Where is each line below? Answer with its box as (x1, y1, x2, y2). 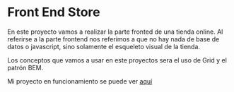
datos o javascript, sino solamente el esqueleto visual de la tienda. (7, 42, 200, 51)
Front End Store (7, 4, 100, 20)
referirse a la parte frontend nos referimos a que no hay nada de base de (7, 34, 220, 43)
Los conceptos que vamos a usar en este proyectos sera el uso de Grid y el (7, 55, 228, 64)
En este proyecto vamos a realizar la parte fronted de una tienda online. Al (7, 27, 223, 36)
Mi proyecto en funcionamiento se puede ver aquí (7, 77, 153, 85)
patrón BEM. (7, 63, 44, 72)
